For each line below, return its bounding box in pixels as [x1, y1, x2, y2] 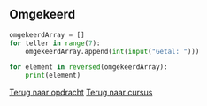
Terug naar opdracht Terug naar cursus [9, 87, 153, 98]
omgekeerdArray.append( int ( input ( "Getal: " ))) [25, 47, 200, 56]
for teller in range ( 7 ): [9, 39, 101, 48]
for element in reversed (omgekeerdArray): [9, 63, 168, 72]
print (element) [25, 71, 81, 80]
